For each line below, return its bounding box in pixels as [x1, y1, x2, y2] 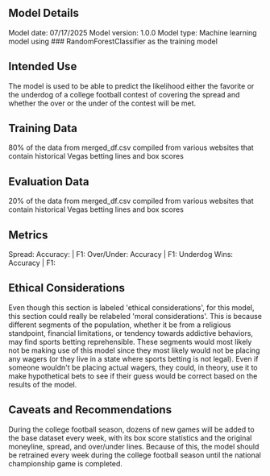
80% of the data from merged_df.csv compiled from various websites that [8, 143, 254, 152]
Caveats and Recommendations [8, 403, 172, 417]
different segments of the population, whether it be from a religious [8, 320, 231, 329]
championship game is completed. [8, 458, 123, 468]
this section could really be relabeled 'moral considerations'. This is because [8, 311, 263, 321]
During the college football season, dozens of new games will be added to [8, 424, 255, 434]
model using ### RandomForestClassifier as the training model [8, 36, 218, 46]
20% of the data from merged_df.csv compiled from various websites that [8, 197, 254, 206]
